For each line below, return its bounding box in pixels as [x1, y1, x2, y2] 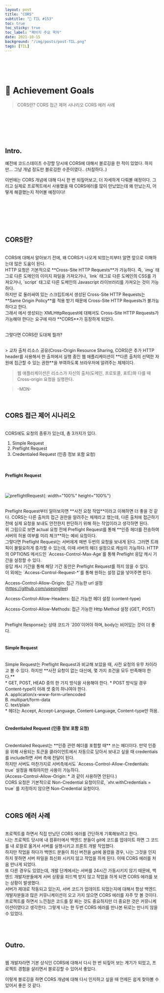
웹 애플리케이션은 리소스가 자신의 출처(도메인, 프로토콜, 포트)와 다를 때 [17, 370, 151, 376]
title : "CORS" [5, 12, 34, 17]
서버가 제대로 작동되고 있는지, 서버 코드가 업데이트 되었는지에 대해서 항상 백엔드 [5, 886, 157, 892]
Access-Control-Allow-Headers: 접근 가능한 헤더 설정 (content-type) [5, 596, 141, 602]
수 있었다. [5, 910, 23, 917]
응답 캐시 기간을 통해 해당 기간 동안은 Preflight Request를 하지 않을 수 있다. [5, 563, 149, 569]
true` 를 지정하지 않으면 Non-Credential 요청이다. [5, 785, 100, 791]
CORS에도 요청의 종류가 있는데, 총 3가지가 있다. [5, 431, 97, 436]
